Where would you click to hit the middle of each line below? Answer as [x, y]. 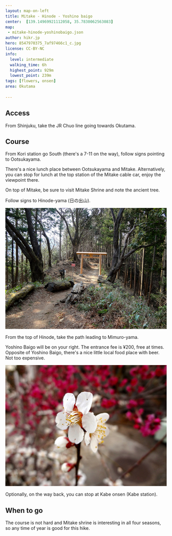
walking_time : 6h [28, 65]
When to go [24, 510]
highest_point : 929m [32, 70]
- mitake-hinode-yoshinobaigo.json [45, 33]
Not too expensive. [25, 358]
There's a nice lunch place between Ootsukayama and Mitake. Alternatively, [85, 169]
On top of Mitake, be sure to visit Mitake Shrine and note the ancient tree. [83, 190]
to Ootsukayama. [23, 159]
